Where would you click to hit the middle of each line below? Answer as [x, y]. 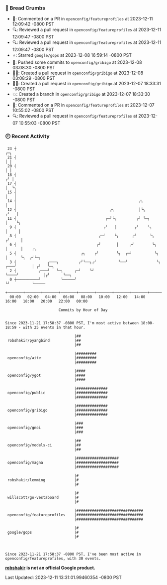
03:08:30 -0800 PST [34, 68]
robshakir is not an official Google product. [50, 568]
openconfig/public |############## [57, 393]
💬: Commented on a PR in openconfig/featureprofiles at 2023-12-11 [83, 19]
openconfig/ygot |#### [46, 375]
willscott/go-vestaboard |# [43, 497]
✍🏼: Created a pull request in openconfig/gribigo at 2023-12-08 [78, 73]
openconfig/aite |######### [52, 358]
